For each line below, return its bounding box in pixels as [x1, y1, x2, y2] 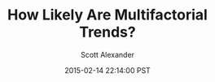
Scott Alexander [80, 50, 135, 59]
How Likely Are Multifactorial [7, 6, 208, 24]
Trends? [79, 23, 136, 41]
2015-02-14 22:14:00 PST [64, 65, 151, 75]
